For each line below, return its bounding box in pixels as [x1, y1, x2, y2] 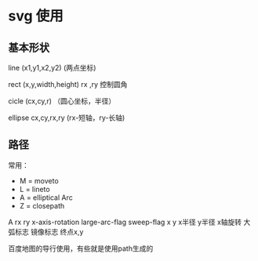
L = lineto [19, 184, 50, 194]
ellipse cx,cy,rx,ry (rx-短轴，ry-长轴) [8, 113, 125, 122]
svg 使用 [8, 7, 64, 25]
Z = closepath [19, 201, 65, 210]
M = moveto [19, 176, 59, 185]
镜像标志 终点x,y [30, 227, 84, 236]
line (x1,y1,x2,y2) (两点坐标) [8, 63, 96, 72]
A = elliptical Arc [19, 193, 73, 202]
